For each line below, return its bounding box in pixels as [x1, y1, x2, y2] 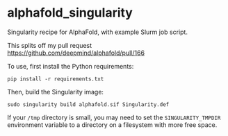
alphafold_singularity [7, 5, 133, 21]
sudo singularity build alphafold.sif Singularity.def [7, 101, 170, 108]
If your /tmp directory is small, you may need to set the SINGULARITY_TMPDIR [7, 113, 221, 121]
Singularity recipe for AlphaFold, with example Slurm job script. [7, 28, 188, 36]
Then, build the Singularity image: [7, 87, 104, 96]
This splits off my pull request [7, 41, 92, 49]
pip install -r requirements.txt [7, 75, 104, 83]
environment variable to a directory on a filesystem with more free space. [7, 120, 218, 129]
